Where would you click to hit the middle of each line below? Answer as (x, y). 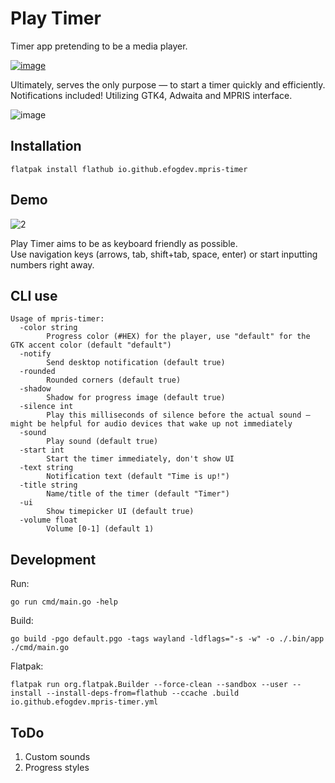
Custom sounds (57, 756)
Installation (46, 146)
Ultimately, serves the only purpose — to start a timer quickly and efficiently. (168, 84)
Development (53, 559)
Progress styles (57, 767)
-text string (46, 468)
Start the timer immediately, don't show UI (140, 459)
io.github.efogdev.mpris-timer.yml (84, 702)
